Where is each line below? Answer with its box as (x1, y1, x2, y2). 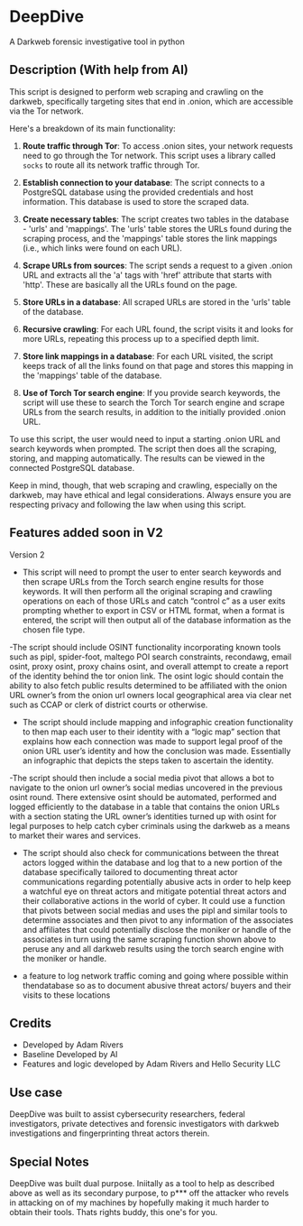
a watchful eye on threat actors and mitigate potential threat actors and (22, 886, 287, 897)
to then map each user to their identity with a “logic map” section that (22, 726, 281, 737)
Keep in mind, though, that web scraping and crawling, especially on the (9, 480, 278, 491)
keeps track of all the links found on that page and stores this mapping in (22, 360, 294, 371)
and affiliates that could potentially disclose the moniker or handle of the (22, 924, 291, 935)
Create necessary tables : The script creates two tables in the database (22, 214, 289, 225)
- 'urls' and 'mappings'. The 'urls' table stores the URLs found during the (22, 223, 292, 234)
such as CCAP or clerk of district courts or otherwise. (9, 699, 208, 710)
